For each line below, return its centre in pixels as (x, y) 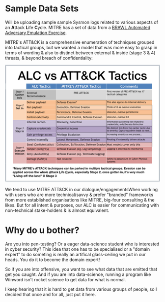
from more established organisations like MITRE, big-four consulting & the (80, 200)
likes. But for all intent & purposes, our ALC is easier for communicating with (82, 205)
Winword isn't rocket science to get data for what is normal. (66, 279)
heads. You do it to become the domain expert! (53, 260)
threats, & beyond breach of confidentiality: (49, 58)
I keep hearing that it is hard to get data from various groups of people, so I (81, 289)
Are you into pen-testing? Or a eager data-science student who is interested (82, 244)
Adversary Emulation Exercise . (36, 33)
